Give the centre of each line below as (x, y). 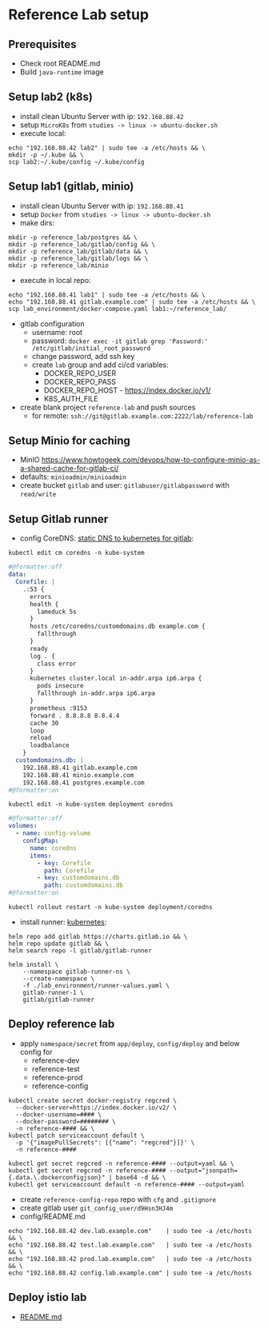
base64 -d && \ (141, 1177)
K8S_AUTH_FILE (71, 398)
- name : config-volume (53, 833)
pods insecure (60, 686)
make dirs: (37, 222)
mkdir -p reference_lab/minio (59, 265)
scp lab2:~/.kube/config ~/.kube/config (77, 162)
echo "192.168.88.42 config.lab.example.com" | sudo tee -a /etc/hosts (130, 1273)
